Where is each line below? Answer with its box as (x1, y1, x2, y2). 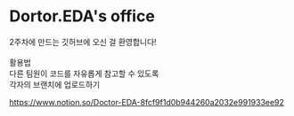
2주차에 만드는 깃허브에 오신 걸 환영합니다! (9, 36, 158, 47)
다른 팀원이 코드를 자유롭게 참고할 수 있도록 (9, 68, 159, 79)
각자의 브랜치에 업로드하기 (9, 79, 101, 89)
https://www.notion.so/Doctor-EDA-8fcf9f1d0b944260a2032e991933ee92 (9, 97, 285, 107)
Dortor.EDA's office (9, 6, 156, 27)
